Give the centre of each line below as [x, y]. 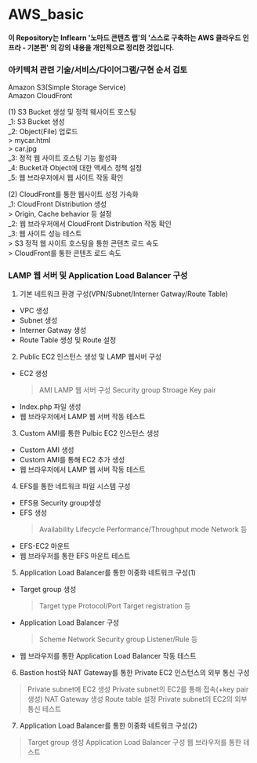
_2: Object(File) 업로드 [43, 132]
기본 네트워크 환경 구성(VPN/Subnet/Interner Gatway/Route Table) [124, 294]
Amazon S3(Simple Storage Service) [67, 87]
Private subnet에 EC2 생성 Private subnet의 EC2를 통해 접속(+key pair [138, 689]
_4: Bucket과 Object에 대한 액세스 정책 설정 [75, 168]
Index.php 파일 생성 [50, 407]
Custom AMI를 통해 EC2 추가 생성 [72, 460]
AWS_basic [46, 15]
